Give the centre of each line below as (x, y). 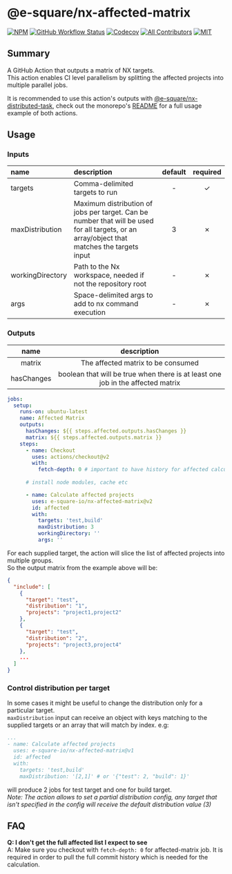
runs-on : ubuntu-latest (54, 412)
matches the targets (106, 247)
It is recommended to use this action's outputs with (80, 98)
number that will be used (114, 221)
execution (89, 312)
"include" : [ (32, 587)
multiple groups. (30, 560)
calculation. (23, 864)
